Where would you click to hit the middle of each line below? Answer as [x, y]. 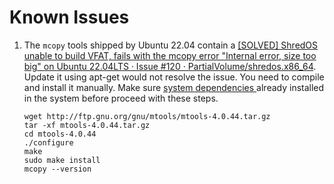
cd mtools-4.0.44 [60, 134]
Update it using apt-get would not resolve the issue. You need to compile [174, 77]
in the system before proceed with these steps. [121, 98]
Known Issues [69, 17]
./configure [48, 142]
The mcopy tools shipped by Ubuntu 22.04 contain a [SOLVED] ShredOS [171, 45]
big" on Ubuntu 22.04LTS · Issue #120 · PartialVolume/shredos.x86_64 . [170, 66]
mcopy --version [57, 169]
